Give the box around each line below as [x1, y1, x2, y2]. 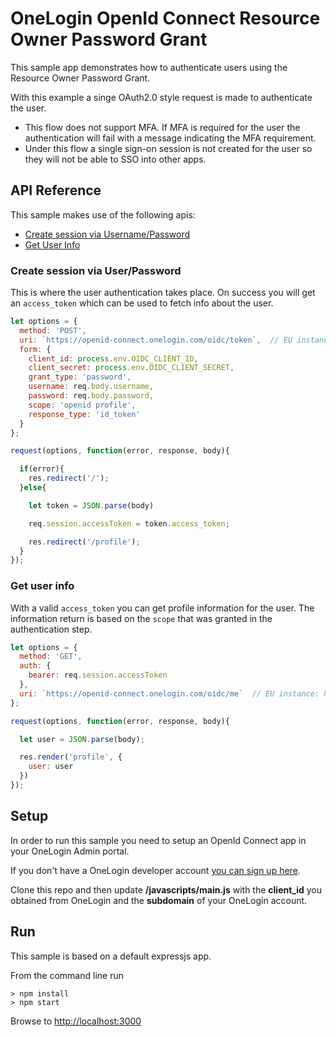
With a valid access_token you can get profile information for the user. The [10, 602, 315, 614]
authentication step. [10, 623, 93, 635]
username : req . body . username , [28, 382, 155, 392]
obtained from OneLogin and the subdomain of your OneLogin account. [10, 894, 308, 906]
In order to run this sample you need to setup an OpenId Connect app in [10, 834, 307, 846]
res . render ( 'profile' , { [19, 752, 123, 762]
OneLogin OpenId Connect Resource [10, 7, 321, 30]
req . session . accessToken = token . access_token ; [28, 518, 230, 529]
